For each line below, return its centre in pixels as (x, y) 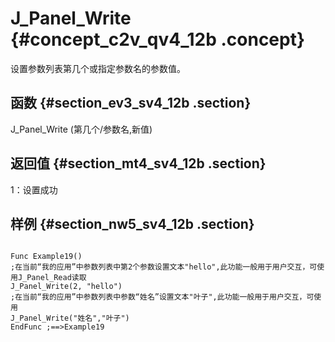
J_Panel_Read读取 (52, 278)
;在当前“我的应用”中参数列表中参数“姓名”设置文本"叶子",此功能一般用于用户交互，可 (162, 297)
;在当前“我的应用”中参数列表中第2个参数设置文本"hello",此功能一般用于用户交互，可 (164, 267)
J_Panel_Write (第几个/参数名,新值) (81, 129)
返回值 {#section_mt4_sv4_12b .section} (138, 163)
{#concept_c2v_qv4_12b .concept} (158, 39)
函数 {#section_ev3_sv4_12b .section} (131, 103)
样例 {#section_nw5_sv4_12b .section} (132, 223)
